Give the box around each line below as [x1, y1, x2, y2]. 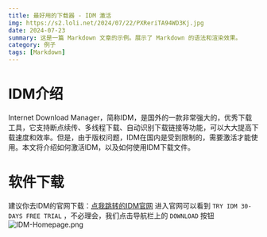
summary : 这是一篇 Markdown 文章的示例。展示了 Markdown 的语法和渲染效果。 [8, 33, 242, 42]
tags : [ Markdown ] [8, 48, 66, 56]
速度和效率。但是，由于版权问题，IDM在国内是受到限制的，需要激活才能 [14, 132, 252, 142]
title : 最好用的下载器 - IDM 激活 [8, 11, 112, 20]
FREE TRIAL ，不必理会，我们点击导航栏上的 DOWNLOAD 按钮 [25, 211, 215, 220]
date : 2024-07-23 [8, 26, 66, 34]
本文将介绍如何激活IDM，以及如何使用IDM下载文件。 [21, 142, 195, 151]
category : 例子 [8, 41, 56, 49]
